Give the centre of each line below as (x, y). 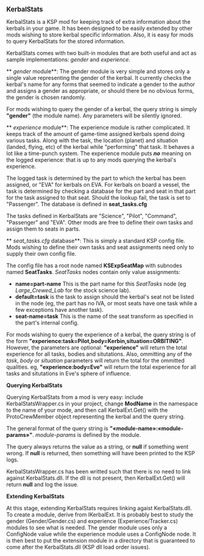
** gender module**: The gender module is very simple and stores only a (98, 71)
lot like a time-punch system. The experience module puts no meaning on (99, 153)
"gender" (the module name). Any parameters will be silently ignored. (94, 116)
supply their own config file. (41, 254)
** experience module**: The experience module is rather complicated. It (98, 127)
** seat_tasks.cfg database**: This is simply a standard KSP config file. (96, 241)
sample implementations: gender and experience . (69, 60)
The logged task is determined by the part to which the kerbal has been (96, 178)
